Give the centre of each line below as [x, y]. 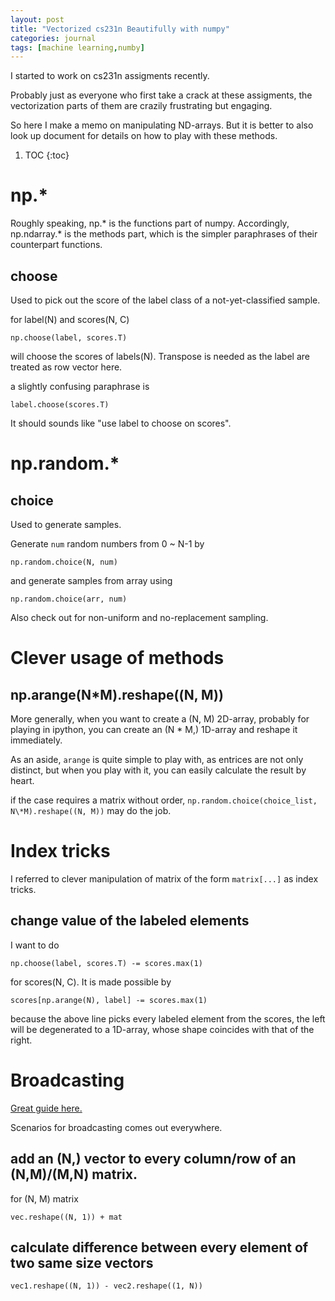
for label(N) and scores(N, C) [70, 319]
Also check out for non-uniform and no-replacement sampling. [139, 617]
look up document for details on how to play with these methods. [144, 136]
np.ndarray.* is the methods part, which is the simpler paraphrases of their [164, 234]
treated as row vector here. [66, 367]
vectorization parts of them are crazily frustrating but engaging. [141, 106]
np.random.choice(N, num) [64, 562]
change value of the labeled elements [130, 921]
